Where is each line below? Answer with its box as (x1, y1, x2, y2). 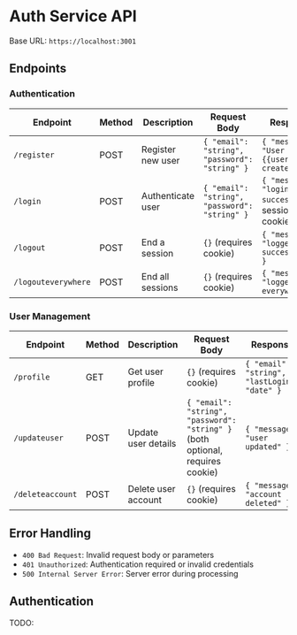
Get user (127, 365, 164, 378)
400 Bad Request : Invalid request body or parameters (21, 549, 215, 560)
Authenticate (141, 189, 195, 202)
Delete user (127, 482, 176, 494)
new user (141, 154, 180, 166)
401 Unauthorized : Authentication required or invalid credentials (21, 559, 255, 570)
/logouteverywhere (13, 277, 91, 287)
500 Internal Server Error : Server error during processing (21, 568, 239, 578)
